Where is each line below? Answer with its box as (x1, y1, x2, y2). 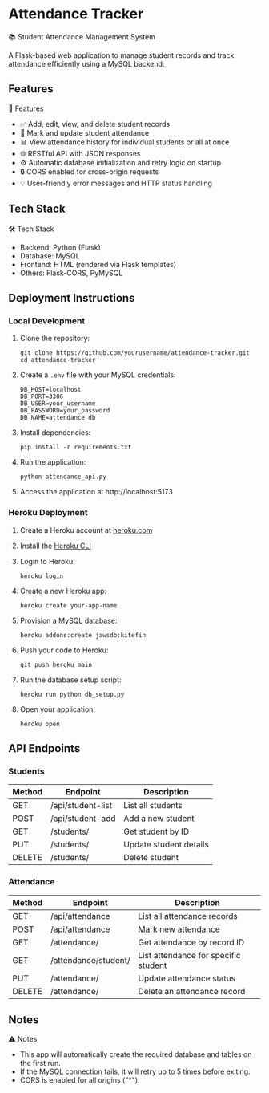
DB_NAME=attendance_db (19, 414, 96, 422)
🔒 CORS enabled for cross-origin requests (19, 166, 159, 177)
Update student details (123, 839, 210, 851)
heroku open (19, 720, 60, 728)
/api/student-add (50, 813, 116, 824)
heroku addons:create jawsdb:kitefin (19, 631, 147, 639)
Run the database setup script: (19, 675, 122, 685)
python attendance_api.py (19, 473, 106, 481)
